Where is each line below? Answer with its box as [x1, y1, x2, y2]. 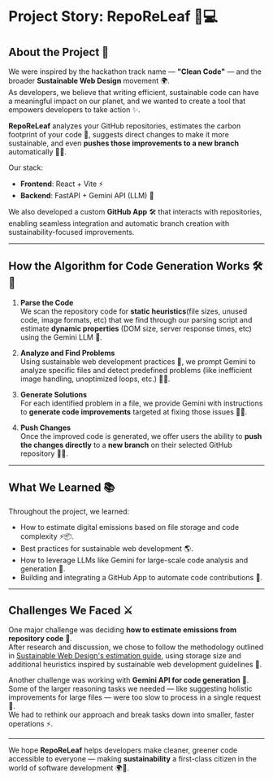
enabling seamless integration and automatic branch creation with [8, 219, 230, 228]
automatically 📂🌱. [8, 147, 67, 156]
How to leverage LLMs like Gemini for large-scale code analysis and [19, 555, 249, 565]
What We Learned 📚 [8, 481, 115, 495]
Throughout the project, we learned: [8, 506, 130, 516]
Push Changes [19, 423, 71, 432]
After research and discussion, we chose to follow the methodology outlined [8, 642, 264, 652]
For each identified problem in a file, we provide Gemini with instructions [19, 398, 263, 408]
